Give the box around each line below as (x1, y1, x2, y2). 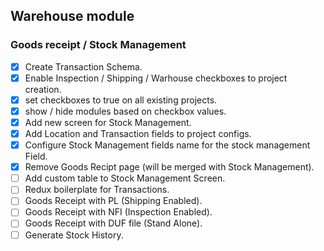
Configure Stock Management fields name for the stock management (24, 139, 311, 151)
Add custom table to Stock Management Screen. (24, 172, 226, 184)
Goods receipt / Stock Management (10, 38, 187, 52)
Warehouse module (10, 8, 135, 25)
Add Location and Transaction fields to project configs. (24, 128, 252, 139)
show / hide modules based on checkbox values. (24, 105, 227, 117)
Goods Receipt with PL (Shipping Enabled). (24, 195, 203, 207)
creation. (24, 83, 62, 95)
